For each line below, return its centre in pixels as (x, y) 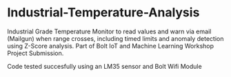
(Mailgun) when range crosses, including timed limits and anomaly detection (115, 38)
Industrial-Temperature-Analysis (103, 13)
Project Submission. (36, 53)
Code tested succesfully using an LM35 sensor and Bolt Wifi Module (104, 66)
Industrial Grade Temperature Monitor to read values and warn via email (109, 31)
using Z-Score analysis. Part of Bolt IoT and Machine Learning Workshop (111, 46)
